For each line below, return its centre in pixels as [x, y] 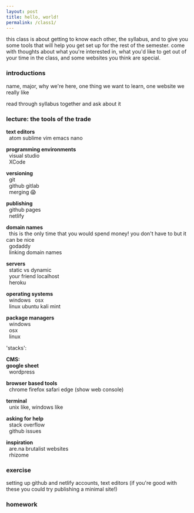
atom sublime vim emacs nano [46, 138]
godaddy [20, 246]
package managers [30, 318]
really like [18, 92]
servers [16, 264]
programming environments [41, 149]
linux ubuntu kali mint [34, 306]
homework [22, 505]
